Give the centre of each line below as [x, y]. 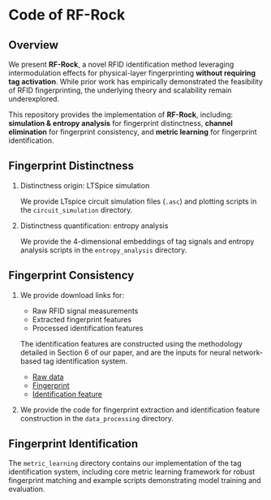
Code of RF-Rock [67, 15]
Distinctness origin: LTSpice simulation [85, 185]
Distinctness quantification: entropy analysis [94, 226]
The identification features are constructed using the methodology [131, 343]
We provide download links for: [72, 295]
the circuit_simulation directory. [76, 209]
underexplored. [34, 99]
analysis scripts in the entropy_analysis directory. [103, 250]
